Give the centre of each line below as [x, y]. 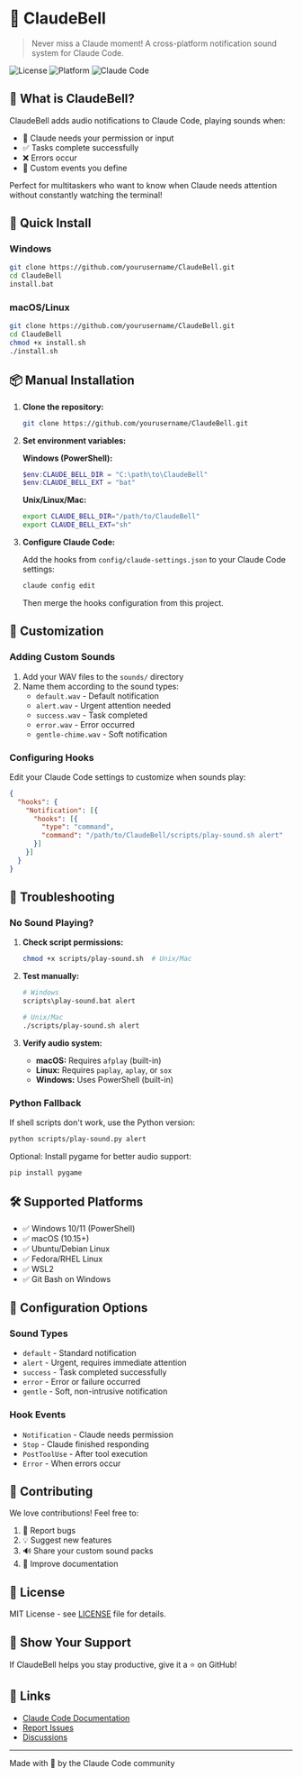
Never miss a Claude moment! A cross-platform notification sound [154, 43]
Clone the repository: [63, 407]
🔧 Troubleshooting [62, 898]
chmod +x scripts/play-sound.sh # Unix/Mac [107, 959]
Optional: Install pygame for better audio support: [100, 1156]
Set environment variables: [74, 440]
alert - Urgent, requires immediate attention [104, 1363]
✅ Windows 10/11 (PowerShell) [79, 1228]
